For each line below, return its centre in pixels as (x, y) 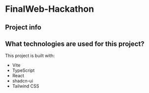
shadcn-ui (23, 81)
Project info (23, 27)
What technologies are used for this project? (75, 44)
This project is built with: (30, 56)
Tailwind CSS (26, 86)
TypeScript (23, 70)
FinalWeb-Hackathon (50, 9)
